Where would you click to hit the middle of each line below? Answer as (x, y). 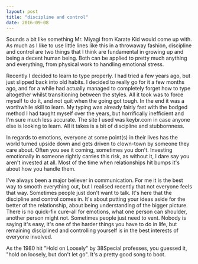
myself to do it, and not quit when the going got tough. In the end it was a (95, 101)
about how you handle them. (41, 169)
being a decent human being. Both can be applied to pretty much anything (97, 58)
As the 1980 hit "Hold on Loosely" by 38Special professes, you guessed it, (97, 248)
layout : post (22, 12)
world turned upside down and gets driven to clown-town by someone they (98, 144)
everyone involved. (29, 237)
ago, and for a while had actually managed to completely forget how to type (98, 89)
